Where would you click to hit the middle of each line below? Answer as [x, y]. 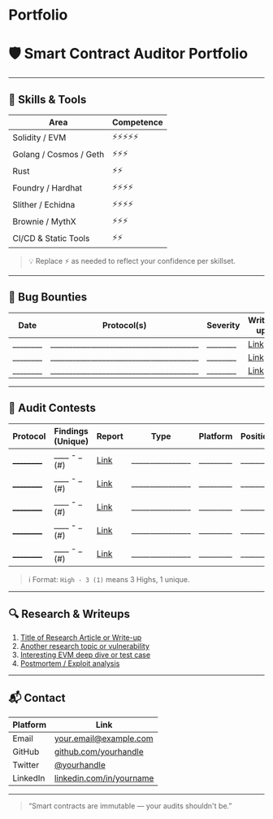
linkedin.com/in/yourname [104, 778]
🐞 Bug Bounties [48, 298]
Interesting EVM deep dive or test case [85, 655]
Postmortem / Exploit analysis [70, 664]
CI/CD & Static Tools [51, 239]
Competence [138, 122]
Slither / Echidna [44, 205]
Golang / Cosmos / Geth [58, 155]
